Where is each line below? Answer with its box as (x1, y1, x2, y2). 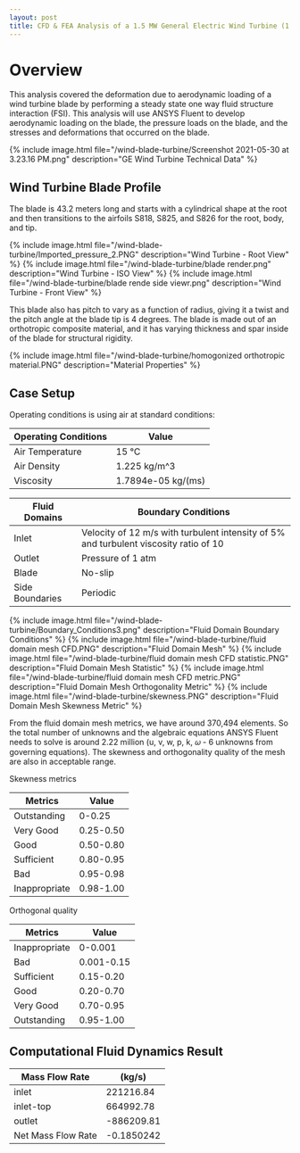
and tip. (9, 222, 37, 233)
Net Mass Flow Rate (13, 1129, 98, 1141)
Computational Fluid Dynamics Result (9, 1044, 223, 1059)
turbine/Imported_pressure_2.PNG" (9, 249, 139, 260)
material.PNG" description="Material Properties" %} (9, 360, 201, 370)
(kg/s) (120, 1070, 147, 1082)
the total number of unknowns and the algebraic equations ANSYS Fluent (9, 727, 279, 738)
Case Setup (9, 386, 76, 401)
